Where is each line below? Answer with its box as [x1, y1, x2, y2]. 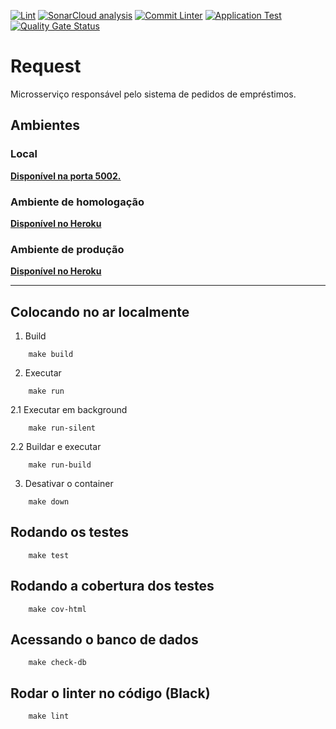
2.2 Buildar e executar [10, 441, 102, 453]
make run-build [28, 460, 92, 470]
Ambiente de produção [10, 242, 125, 256]
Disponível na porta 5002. [10, 170, 122, 182]
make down [28, 497, 70, 507]
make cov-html [28, 604, 87, 614]
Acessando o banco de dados [10, 631, 199, 649]
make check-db [28, 658, 87, 668]
